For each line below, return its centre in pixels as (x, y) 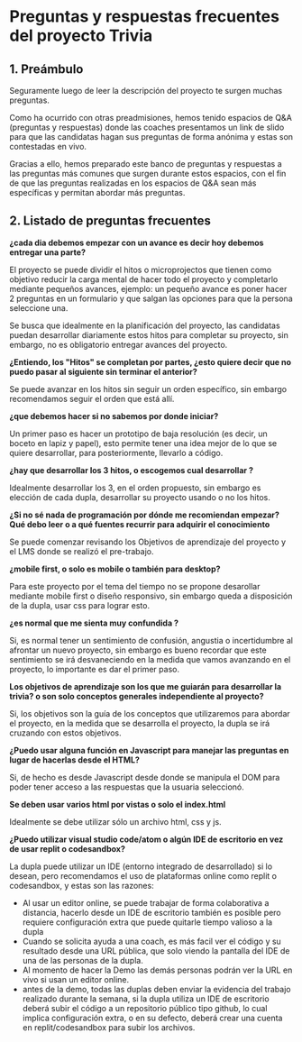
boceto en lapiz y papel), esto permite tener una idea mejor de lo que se (143, 443)
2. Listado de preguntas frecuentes (110, 221)
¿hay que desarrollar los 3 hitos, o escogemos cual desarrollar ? (132, 470)
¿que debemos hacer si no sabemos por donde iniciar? (114, 416)
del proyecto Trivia (81, 36)
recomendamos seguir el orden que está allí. (92, 398)
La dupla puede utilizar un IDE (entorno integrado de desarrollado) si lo (141, 866)
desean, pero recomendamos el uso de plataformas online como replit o (143, 875)
